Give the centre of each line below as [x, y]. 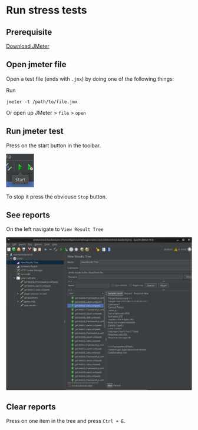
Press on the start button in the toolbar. [54, 145]
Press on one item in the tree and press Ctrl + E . [66, 421]
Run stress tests [47, 10]
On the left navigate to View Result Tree [55, 229]
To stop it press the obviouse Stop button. [57, 196]
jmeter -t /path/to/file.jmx [42, 102]
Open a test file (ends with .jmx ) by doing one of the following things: [90, 79]
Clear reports [31, 407]
